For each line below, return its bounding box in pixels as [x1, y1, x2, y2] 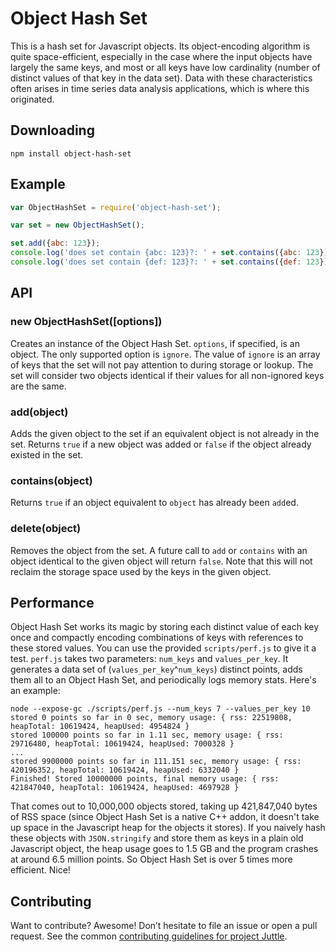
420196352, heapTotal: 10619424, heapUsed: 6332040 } [10, 765, 240, 776]
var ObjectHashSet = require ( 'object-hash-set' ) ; [10, 202, 222, 212]
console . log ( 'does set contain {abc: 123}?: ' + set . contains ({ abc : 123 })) [10, 248, 333, 258]
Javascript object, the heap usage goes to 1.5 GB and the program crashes [10, 843, 319, 855]
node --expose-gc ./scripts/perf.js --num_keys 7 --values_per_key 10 [10, 704, 311, 714]
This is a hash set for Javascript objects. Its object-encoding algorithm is [10, 40, 311, 52]
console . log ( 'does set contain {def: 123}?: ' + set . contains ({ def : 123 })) [10, 257, 333, 267]
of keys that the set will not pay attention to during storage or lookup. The [10, 358, 314, 371]
